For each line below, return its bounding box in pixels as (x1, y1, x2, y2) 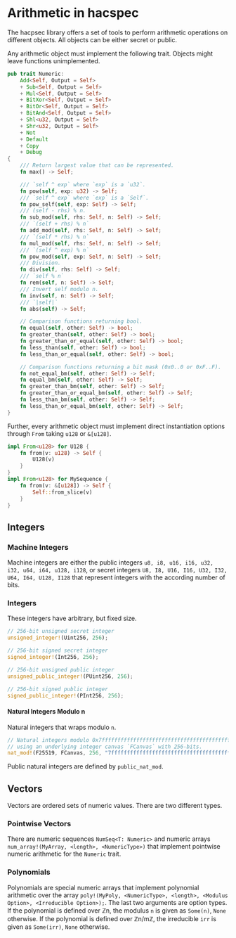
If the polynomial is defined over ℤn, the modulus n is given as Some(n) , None (7, 906, 226, 915)
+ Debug (20, 149, 42, 156)
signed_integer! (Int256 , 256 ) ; (7, 654, 99, 661)
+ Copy (20, 142, 39, 149)
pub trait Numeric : (7, 70, 65, 77)
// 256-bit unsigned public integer (7, 666, 114, 673)
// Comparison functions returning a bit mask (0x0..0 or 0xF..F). (20, 364, 221, 371)
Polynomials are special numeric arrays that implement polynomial (7, 883, 199, 892)
